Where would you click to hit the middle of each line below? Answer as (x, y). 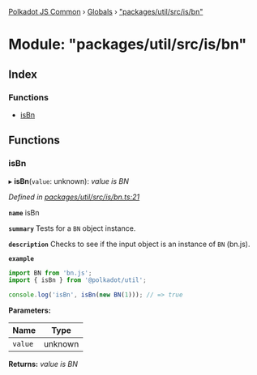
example (21, 258)
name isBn (24, 212)
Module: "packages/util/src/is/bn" (128, 45)
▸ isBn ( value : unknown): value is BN (69, 181)
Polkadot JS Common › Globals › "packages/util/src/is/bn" (106, 12)
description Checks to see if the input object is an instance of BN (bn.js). (129, 244)
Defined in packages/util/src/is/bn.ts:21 (74, 197)
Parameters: (30, 310)
